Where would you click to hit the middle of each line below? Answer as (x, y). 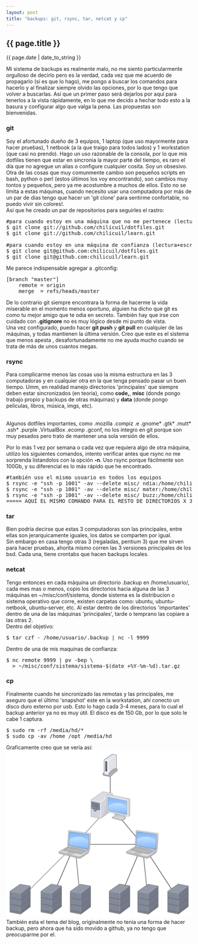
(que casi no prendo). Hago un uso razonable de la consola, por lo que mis (97, 153)
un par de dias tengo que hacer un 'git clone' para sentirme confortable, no (98, 197)
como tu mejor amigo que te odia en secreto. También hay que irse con (93, 315)
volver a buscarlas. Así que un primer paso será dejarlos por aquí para (91, 94)
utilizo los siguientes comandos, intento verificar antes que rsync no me (93, 453)
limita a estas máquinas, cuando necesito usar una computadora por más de (99, 191)
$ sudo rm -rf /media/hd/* (45, 730)
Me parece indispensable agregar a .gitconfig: (62, 268)
